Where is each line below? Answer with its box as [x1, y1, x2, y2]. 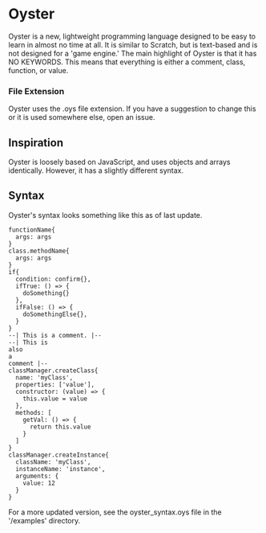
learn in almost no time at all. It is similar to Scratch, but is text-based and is [8, 39, 258, 49]
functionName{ [8, 226, 56, 234]
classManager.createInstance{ [8, 451, 110, 459]
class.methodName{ [8, 247, 70, 255]
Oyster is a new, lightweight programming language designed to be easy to [8, 31, 256, 41]
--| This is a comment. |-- [8, 331, 103, 339]
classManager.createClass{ [8, 367, 99, 375]
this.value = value [22, 395, 88, 403]
